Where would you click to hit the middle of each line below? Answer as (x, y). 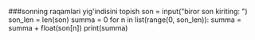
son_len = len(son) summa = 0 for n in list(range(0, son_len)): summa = (125, 20)
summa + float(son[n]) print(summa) (68, 28)
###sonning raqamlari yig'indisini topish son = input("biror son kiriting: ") (128, 11)
